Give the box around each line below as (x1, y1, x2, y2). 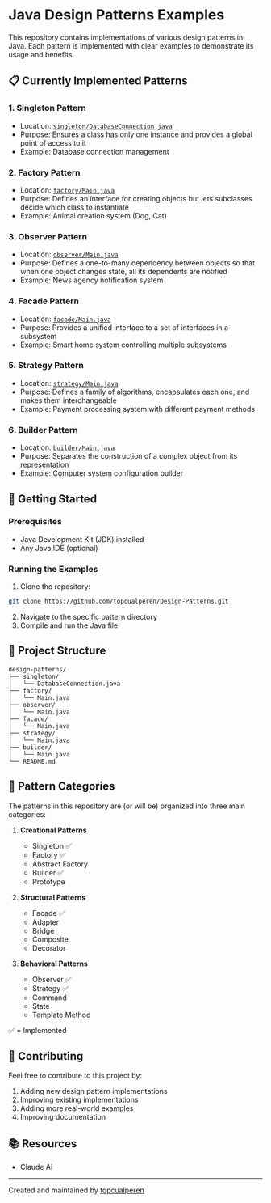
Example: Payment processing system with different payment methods (19, 404, 256, 413)
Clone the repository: (19, 582, 91, 591)
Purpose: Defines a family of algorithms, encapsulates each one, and (19, 387, 250, 396)
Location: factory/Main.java (19, 184, 115, 195)
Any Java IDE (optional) (19, 543, 98, 553)
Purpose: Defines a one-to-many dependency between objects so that (19, 258, 256, 268)
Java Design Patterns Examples (8, 6, 225, 24)
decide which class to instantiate (19, 202, 129, 212)
